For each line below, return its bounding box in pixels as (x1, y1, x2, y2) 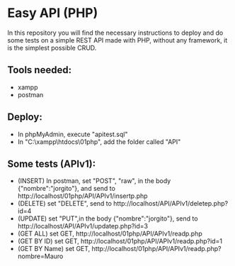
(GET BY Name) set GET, (17, 245, 91, 253)
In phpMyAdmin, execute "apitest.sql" (17, 130, 128, 138)
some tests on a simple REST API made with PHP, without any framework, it (7, 35, 228, 44)
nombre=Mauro (17, 252, 64, 260)
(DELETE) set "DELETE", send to (17, 199, 112, 208)
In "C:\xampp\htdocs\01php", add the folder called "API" (17, 137, 181, 146)
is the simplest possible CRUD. (7, 43, 97, 52)
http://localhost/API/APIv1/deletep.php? (113, 199, 229, 208)
